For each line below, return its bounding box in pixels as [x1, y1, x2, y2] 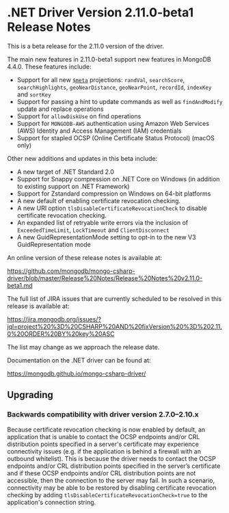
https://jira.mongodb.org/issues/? [7, 315, 101, 323]
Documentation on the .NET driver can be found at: [7, 356, 151, 364]
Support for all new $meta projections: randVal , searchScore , [16, 75, 185, 83]
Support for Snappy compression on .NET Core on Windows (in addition [16, 174, 220, 183]
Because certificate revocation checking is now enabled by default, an [7, 425, 206, 434]
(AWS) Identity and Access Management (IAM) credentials [16, 127, 182, 135]
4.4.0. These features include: [7, 62, 92, 70]
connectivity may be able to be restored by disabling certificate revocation [7, 484, 217, 492]
